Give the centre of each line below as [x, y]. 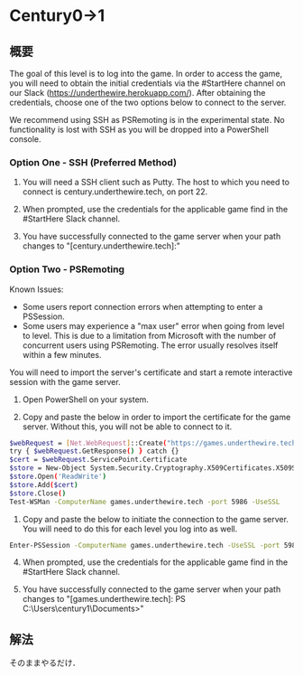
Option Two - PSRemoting [67, 269]
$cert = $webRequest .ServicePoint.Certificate [98, 460]
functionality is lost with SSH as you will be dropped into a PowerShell [139, 129]
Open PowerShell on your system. [85, 399]
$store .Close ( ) [38, 493]
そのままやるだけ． [45, 663]
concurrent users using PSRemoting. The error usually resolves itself [150, 345]
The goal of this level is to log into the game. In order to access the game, [146, 74]
